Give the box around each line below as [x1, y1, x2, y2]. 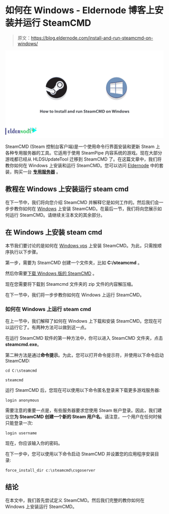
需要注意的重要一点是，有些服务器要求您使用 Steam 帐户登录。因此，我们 [5, 407, 157, 413]
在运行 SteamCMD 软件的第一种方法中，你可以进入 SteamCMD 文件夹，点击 [5, 335, 163, 341]
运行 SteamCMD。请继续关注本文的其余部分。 [9, 212, 105, 218]
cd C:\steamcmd [5, 368, 37, 373]
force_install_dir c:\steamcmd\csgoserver [5, 468, 96, 473]
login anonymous [5, 397, 39, 403]
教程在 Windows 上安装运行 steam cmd [5, 185, 129, 193]
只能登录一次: [5, 420, 34, 426]
